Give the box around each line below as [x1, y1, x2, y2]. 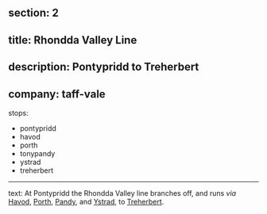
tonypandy [19, 148, 56, 158]
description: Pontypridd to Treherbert [8, 60, 199, 74]
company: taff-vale [8, 87, 106, 101]
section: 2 [8, 6, 60, 20]
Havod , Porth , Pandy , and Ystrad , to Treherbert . [8, 197, 164, 206]
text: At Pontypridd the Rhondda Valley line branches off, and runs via [8, 188, 237, 197]
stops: [8, 108, 29, 117]
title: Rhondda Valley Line [8, 33, 137, 47]
